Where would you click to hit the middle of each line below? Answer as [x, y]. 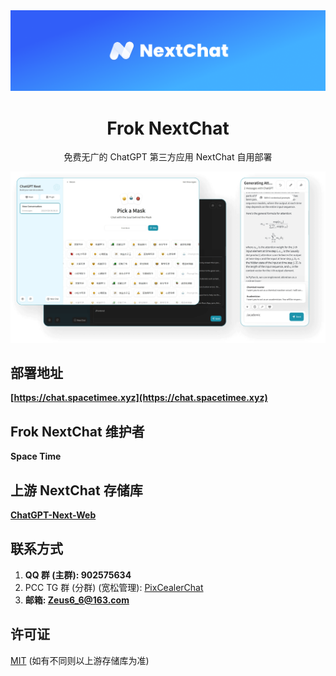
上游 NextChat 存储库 [76, 490]
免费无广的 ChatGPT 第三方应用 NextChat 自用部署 [168, 157]
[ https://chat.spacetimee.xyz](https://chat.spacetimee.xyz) [139, 398]
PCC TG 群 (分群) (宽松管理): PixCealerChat [114, 587]
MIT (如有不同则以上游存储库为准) [80, 660]
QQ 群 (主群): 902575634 [78, 575]
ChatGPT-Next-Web [53, 515]
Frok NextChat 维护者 [77, 431]
